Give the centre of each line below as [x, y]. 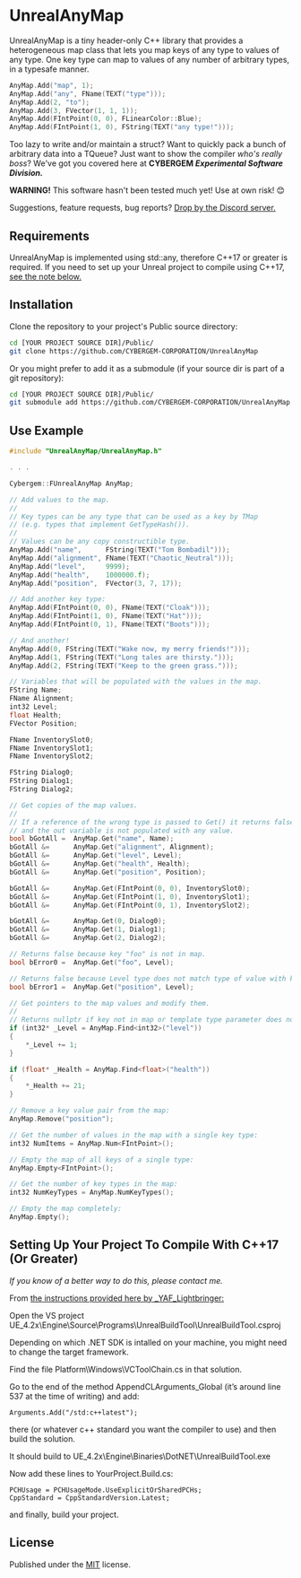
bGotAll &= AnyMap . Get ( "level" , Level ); [95, 856]
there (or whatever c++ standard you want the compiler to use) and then [143, 1429]
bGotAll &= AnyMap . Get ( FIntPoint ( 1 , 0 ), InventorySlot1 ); [130, 897]
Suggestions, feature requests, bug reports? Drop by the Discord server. [142, 208]
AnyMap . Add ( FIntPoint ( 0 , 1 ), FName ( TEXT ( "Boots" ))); [110, 624]
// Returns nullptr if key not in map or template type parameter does [146, 1020]
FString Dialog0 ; [42, 772]
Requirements [49, 235]
